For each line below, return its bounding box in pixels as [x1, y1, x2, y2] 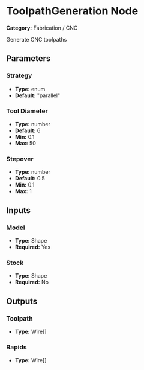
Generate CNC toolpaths [6, 36, 67, 43]
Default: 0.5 [14, 175, 45, 182]
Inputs [6, 205, 31, 215]
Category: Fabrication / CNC [6, 24, 78, 31]
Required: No [14, 279, 49, 286]
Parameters [6, 53, 51, 64]
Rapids [6, 343, 27, 351]
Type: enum [14, 85, 46, 92]
